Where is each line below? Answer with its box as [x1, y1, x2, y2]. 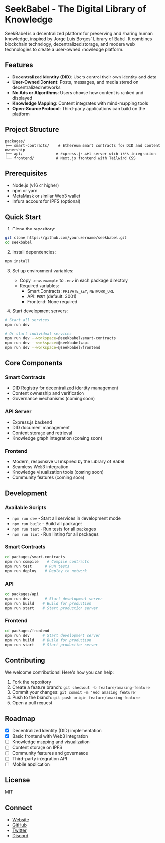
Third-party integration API [12, 756, 68, 762]
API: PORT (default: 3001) [27, 293, 77, 299]
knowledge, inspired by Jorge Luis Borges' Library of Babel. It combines [5, 36, 152, 42]
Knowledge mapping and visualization [12, 739, 90, 745]
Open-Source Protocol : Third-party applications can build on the [12, 105, 146, 111]
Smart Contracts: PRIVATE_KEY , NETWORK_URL [27, 288, 115, 294]
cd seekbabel [5, 240, 32, 245]
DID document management [12, 425, 70, 431]
